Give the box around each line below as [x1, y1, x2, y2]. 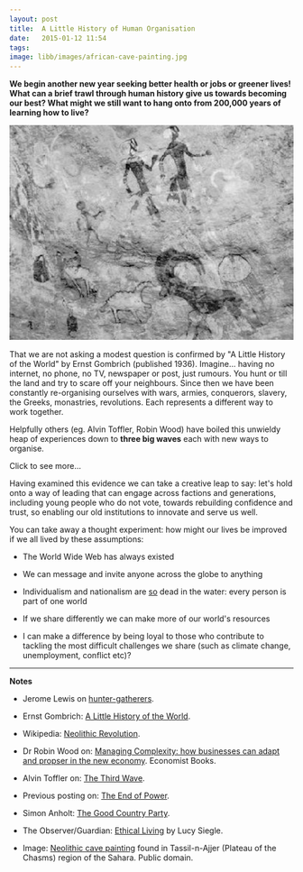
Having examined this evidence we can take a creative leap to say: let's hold [9, 478, 293, 489]
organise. [9, 443, 45, 454]
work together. [9, 407, 64, 418]
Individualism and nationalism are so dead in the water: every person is [22, 586, 287, 597]
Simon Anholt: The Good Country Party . [22, 808, 170, 819]
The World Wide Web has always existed [22, 551, 175, 563]
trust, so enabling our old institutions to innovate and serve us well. [9, 507, 259, 518]
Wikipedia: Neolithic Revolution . [22, 729, 141, 739]
